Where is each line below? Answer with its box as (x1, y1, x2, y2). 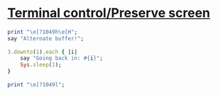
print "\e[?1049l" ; (7, 81, 65, 88)
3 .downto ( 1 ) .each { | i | (7, 48, 78, 55)
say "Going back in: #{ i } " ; (20, 55, 103, 62)
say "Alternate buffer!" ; (7, 35, 84, 42)
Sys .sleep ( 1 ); (20, 62, 62, 69)
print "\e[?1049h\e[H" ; (7, 28, 78, 35)
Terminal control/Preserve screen (7, 5, 211, 21)
